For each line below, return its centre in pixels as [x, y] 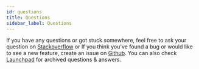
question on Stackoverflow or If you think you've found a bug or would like [100, 47]
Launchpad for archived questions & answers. [64, 60]
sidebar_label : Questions [39, 23]
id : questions [24, 12]
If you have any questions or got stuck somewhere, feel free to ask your [96, 41]
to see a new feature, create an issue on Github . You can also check [92, 53]
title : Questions [28, 18]
